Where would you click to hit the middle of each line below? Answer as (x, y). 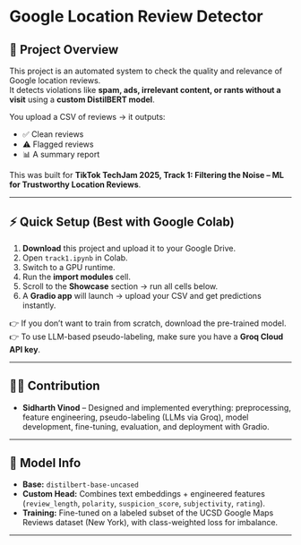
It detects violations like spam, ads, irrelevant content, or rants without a (145, 90)
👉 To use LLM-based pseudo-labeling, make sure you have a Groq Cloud (146, 336)
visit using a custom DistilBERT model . (82, 99)
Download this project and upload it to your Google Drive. (129, 248)
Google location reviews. (55, 81)
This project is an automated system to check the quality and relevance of (146, 71)
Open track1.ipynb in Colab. (75, 258)
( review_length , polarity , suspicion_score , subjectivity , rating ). (144, 504)
